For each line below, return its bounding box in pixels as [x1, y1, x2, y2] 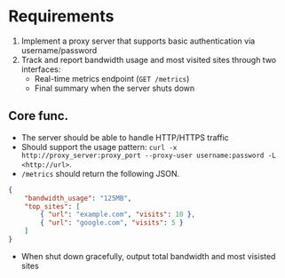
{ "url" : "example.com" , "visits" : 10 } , [40, 210, 196, 219]
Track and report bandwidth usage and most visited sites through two [20, 54, 277, 65]
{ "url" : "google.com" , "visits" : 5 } [40, 218, 184, 227]
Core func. [8, 108, 68, 123]
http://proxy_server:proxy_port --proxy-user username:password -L [20, 151, 276, 160]
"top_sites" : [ [24, 202, 81, 210]
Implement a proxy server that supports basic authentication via [20, 36, 256, 46]
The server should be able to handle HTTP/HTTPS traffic [20, 131, 230, 143]
